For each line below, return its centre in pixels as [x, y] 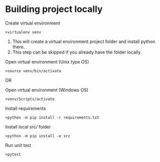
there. [18, 46]
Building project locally [54, 9]
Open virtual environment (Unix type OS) [47, 61]
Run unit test [18, 145]
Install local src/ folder [28, 126]
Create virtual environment [33, 23]
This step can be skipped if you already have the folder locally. [77, 52]
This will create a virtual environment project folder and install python [84, 41]
